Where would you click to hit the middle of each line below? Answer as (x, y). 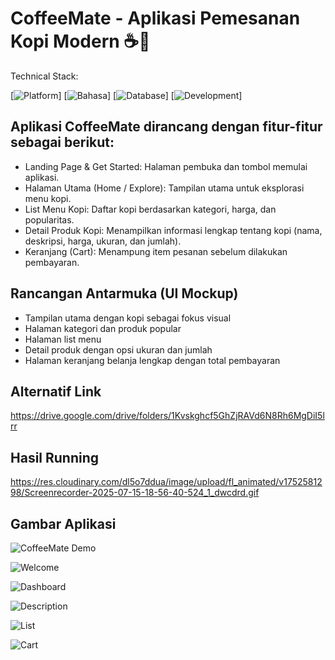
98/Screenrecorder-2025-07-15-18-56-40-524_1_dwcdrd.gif (135, 493)
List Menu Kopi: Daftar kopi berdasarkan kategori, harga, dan (150, 209)
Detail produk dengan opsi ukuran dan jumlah (118, 349)
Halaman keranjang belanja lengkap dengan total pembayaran (152, 360)
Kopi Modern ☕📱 (80, 41)
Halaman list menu (63, 339)
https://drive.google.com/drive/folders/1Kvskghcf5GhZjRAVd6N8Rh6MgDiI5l (167, 416)
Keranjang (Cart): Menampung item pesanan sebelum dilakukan (156, 251)
